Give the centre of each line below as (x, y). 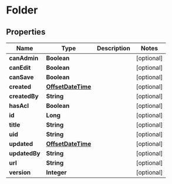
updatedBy (25, 153)
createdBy (24, 96)
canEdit (20, 68)
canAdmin (24, 58)
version (20, 172)
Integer (56, 172)
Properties (26, 32)
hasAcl (19, 106)
